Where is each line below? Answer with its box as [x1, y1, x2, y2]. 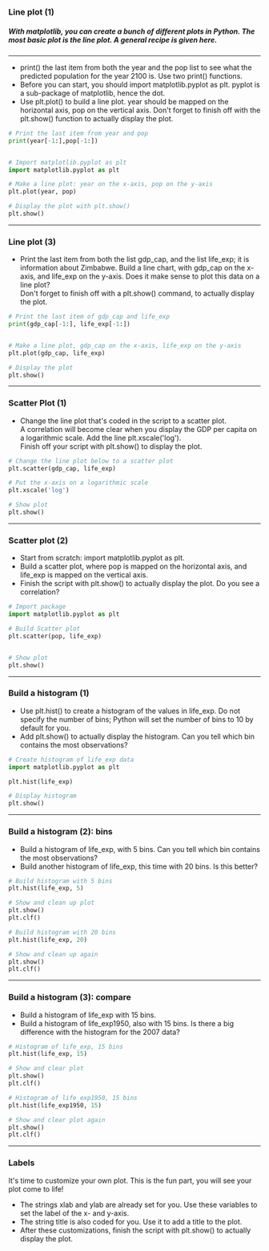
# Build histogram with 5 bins [8, 877, 113, 885]
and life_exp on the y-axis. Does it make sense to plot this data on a [37, 271, 260, 281]
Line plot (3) [8, 236, 57, 247]
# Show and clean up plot [8, 899, 94, 907]
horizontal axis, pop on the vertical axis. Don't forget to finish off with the [19, 105, 261, 115]
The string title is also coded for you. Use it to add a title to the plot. [19, 1216, 243, 1226]
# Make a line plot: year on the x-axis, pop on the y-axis [8, 180, 214, 189]
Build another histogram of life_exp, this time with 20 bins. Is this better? [19, 862, 259, 871]
